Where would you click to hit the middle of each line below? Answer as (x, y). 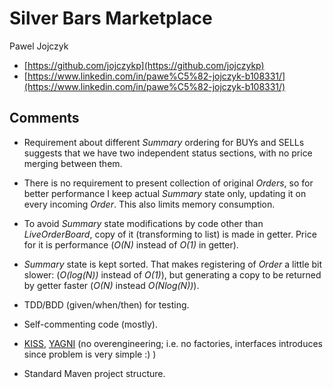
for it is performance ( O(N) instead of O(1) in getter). (131, 244)
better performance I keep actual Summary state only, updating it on (165, 193)
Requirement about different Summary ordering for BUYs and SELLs (164, 142)
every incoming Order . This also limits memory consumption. (149, 204)
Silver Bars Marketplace (111, 18)
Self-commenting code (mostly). (90, 324)
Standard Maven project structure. (94, 373)
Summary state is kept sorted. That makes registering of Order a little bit (173, 264)
